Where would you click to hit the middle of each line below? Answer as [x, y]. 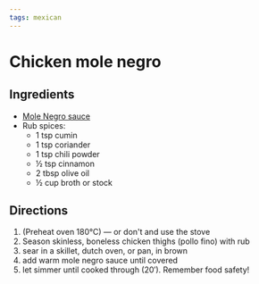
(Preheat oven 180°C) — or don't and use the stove [116, 232]
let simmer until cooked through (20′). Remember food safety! [136, 270]
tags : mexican [36, 17]
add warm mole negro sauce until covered [100, 261]
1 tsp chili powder [67, 154]
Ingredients [42, 95]
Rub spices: [44, 125]
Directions [39, 211]
